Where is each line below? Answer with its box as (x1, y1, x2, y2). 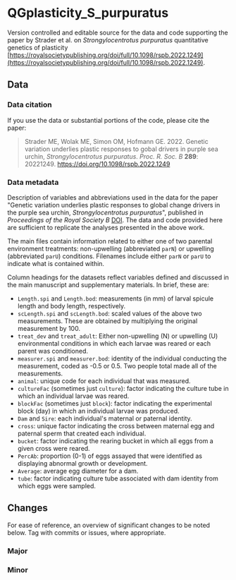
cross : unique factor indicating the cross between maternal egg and (17, 421, 215, 430)
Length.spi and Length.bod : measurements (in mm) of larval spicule (17, 294, 214, 303)
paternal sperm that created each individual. (17, 429, 147, 437)
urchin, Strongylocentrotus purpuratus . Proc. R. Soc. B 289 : (24, 152, 199, 160)
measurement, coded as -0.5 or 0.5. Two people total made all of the (17, 361, 217, 370)
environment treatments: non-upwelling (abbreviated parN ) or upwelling (7, 244, 215, 253)
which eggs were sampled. (17, 481, 97, 490)
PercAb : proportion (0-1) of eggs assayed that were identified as (17, 452, 203, 460)
